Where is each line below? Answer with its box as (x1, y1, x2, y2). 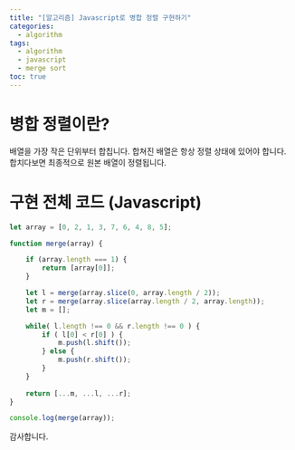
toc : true (9, 72, 47, 81)
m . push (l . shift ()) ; (57, 339, 131, 348)
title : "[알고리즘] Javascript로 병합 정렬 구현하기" (9, 13, 192, 23)
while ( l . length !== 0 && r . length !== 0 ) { (25, 321, 201, 330)
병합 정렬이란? (9, 114, 110, 134)
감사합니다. (9, 431, 49, 442)
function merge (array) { (9, 239, 103, 248)
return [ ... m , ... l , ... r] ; (25, 388, 131, 398)
